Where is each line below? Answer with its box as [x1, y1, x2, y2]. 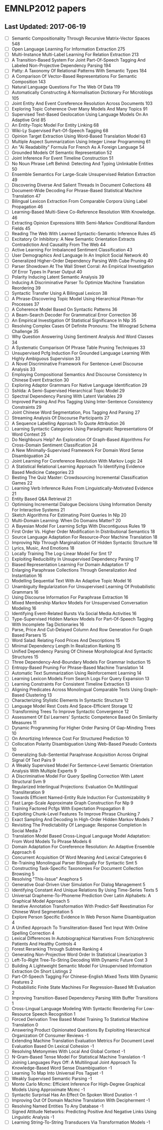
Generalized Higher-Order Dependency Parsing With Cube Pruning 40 [11, 258, 153, 264]
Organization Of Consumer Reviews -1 [11, 1032, 89, 1038]
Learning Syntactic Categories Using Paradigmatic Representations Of [11, 426, 153, 432]
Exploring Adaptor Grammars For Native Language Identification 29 [11, 382, 147, 388]
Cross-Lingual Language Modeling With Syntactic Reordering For [11, 1005, 143, 1011]
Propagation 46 [11, 204, 43, 210]
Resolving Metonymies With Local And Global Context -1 [11, 1048, 125, 1054]
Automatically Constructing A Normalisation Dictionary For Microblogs [11, 89, 153, 95]
